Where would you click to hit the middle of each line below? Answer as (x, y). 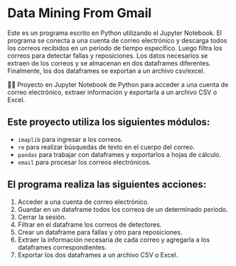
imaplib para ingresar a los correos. (70, 139)
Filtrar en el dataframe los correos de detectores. (90, 224)
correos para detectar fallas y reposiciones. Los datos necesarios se (108, 56)
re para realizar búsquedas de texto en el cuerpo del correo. (106, 147)
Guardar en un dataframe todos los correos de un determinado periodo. (123, 209)
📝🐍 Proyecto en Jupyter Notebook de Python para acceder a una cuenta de (118, 84)
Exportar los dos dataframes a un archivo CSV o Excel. (98, 255)
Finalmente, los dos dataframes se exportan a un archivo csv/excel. (106, 71)
